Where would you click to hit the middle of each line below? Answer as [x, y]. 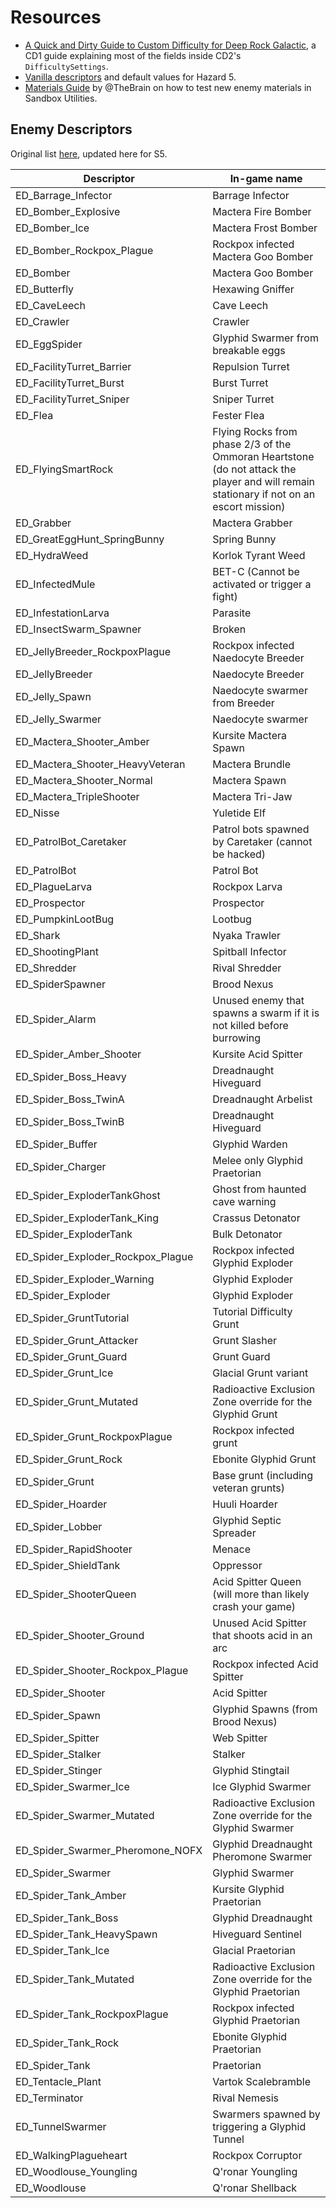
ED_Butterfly [45, 289]
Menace [231, 1549]
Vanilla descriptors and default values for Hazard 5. [130, 77]
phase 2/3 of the [252, 444]
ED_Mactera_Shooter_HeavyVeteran [100, 764]
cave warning [244, 1201]
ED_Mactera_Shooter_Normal [84, 780]
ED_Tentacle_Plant [58, 2081]
